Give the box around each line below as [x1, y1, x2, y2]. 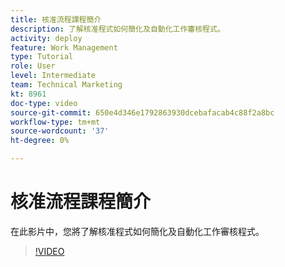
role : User [10, 61, 56, 71]
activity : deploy [10, 33, 83, 43]
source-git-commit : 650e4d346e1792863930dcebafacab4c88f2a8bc [10, 107, 275, 118]
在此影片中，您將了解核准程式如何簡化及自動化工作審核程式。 [10, 225, 265, 237]
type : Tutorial [10, 52, 74, 62]
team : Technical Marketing [10, 80, 123, 90]
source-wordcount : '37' [10, 126, 110, 136]
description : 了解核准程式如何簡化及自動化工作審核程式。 [10, 24, 225, 34]
